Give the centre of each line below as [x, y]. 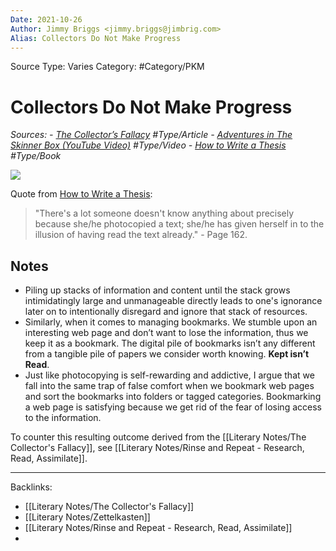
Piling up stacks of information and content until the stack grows [157, 290]
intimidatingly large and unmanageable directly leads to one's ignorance [173, 301]
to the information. [63, 418]
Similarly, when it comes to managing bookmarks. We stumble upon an [171, 322]
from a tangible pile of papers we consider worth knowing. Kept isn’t [167, 354]
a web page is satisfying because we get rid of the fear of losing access [173, 407]
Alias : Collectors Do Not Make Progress [96, 38]
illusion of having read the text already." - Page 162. [141, 235]
